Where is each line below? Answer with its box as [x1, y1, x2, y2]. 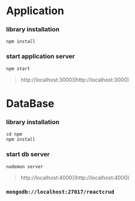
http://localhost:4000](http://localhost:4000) [20, 174, 130, 181]
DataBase [6, 96, 55, 110]
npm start [6, 66, 31, 72]
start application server [6, 52, 75, 60]
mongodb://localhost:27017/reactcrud [6, 189, 115, 196]
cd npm [6, 131, 22, 137]
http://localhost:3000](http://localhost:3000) [20, 76, 130, 83]
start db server [6, 150, 50, 158]
